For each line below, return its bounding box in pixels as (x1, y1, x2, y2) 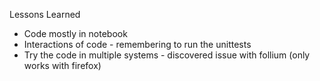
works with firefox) (23, 60, 102, 71)
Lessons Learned (9, 9, 81, 20)
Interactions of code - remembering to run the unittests (23, 39, 252, 50)
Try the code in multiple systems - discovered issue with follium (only (23, 49, 311, 61)
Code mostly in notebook (23, 28, 128, 39)
